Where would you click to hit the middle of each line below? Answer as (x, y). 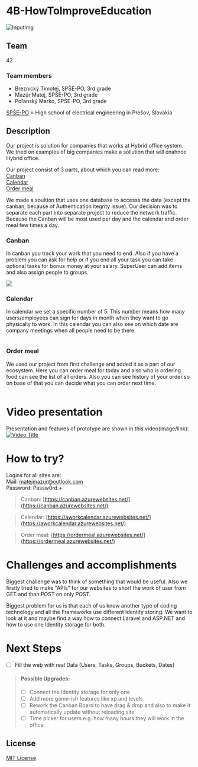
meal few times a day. (33, 225)
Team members (29, 75)
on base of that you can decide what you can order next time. (81, 383)
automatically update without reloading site (82, 712)
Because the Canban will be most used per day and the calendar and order (98, 219)
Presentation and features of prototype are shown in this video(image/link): (98, 429)
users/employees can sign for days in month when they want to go (87, 318)
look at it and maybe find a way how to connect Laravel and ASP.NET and (95, 618)
